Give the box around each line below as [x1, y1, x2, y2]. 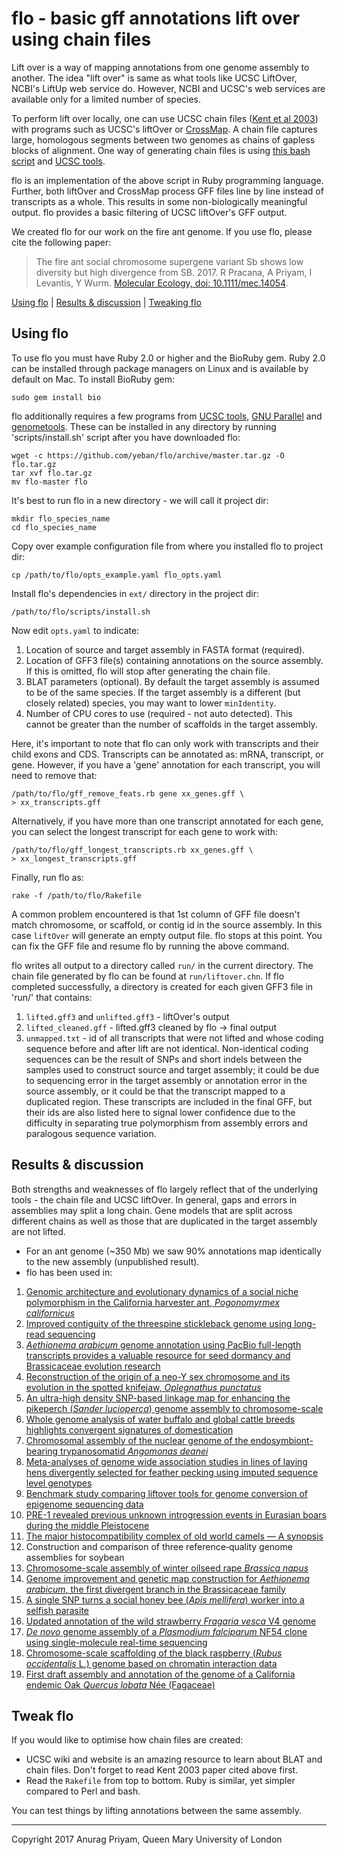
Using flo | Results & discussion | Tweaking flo [11, 296, 202, 308]
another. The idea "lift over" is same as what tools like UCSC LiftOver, [11, 72, 298, 84]
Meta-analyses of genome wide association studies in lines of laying [25, 1455, 308, 1467]
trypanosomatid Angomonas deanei [60, 1445, 209, 1457]
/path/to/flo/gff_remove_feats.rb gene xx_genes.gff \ [11, 788, 245, 799]
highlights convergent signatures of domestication [25, 1423, 234, 1436]
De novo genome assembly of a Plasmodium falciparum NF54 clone [25, 1625, 308, 1637]
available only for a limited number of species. [11, 93, 202, 105]
